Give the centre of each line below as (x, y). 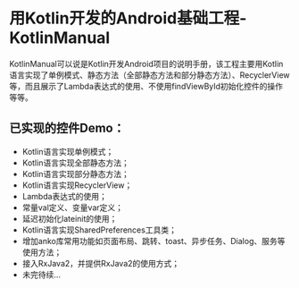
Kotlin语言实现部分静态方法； (75, 174)
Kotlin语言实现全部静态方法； (75, 163)
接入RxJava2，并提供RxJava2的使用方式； (101, 263)
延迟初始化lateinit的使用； (70, 218)
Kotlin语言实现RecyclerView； (77, 185)
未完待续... (41, 275)
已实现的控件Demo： (67, 128)
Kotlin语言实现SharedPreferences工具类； (99, 230)
